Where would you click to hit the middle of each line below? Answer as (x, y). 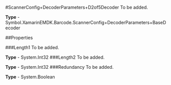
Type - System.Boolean (30, 77)
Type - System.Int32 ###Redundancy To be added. (59, 67)
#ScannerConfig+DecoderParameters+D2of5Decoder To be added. (77, 7)
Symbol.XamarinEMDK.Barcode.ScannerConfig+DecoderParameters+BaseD (86, 23)
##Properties (19, 38)
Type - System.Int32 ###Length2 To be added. (55, 57)
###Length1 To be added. (32, 47)
